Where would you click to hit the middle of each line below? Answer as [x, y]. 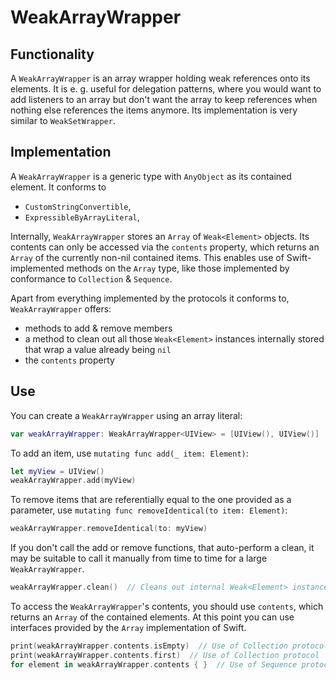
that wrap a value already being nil [98, 349]
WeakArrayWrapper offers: [61, 308]
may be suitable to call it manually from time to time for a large [139, 558]
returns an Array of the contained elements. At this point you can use [152, 617]
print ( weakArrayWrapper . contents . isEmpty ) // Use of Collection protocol [169, 646]
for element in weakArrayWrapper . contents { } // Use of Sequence [154, 664]
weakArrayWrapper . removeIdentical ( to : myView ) [109, 529]
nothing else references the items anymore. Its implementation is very [154, 110]
